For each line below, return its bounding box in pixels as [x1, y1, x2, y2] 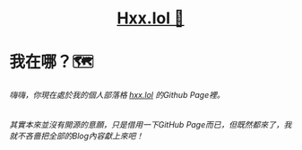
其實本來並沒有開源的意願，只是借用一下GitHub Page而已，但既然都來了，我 [9, 119, 292, 129]
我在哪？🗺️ [9, 52, 94, 73]
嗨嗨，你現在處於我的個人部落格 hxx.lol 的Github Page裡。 [9, 89, 226, 100]
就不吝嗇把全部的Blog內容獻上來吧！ [9, 130, 144, 141]
